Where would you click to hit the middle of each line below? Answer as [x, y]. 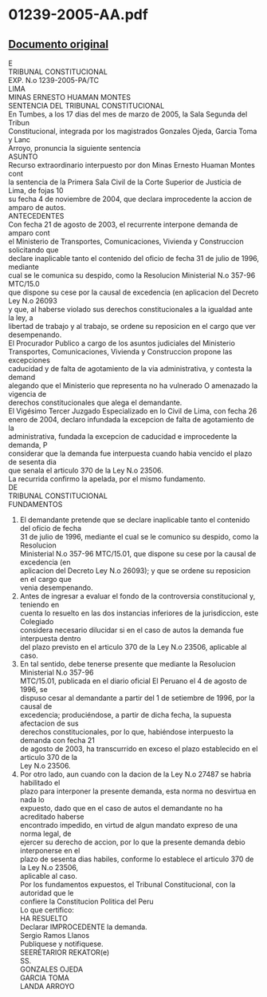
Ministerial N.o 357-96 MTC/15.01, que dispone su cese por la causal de [138, 554]
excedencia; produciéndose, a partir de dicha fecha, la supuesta [126, 715]
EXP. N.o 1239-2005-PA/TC [54, 80]
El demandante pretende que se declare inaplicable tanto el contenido [135, 520]
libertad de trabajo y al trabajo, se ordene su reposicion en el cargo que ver [132, 326]
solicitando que [33, 250]
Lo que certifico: [47, 910]
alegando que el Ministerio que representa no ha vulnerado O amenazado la [133, 386]
